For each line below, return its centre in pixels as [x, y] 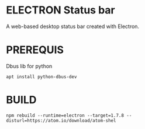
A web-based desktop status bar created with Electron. [72, 26]
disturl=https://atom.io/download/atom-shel [61, 120]
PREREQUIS [35, 50]
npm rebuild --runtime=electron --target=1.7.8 [65, 115]
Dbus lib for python [29, 66]
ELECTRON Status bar [61, 10]
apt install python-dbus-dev [42, 76]
